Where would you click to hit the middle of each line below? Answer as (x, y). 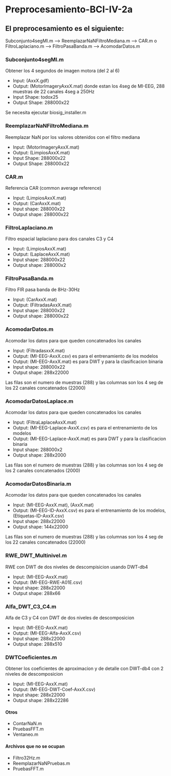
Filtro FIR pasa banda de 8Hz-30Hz (43, 290)
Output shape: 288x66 (36, 593)
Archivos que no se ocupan (35, 746)
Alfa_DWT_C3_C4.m (31, 606)
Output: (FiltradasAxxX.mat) (42, 305)
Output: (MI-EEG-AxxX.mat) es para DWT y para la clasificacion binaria (88, 362)
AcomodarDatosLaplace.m (39, 401)
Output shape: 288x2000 (39, 455)
